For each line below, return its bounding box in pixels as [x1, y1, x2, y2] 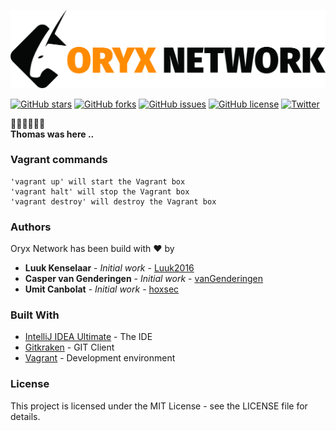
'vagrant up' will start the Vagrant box [10, 176, 186, 187]
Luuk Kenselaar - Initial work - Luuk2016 [24, 262, 195, 274]
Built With [10, 308, 60, 322]
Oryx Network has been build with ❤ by [10, 243, 175, 255]
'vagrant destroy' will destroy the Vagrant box [10, 196, 217, 207]
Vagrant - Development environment [24, 352, 176, 364]
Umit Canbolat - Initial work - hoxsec [24, 283, 180, 295]
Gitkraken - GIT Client [24, 341, 115, 354]
